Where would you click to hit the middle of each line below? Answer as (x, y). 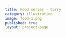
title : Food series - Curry (33, 9)
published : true (21, 23)
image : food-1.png (23, 18)
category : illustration (29, 14)
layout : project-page (27, 27)
